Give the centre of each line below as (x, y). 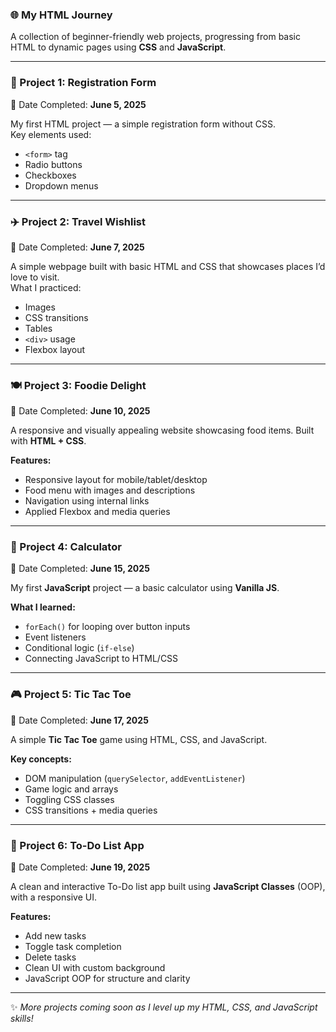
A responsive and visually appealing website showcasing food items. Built (162, 430)
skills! (22, 1019)
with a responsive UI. (53, 897)
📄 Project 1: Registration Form (83, 83)
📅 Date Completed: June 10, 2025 (80, 411)
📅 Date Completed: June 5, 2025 (78, 104)
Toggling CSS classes (69, 799)
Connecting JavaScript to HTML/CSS (101, 659)
